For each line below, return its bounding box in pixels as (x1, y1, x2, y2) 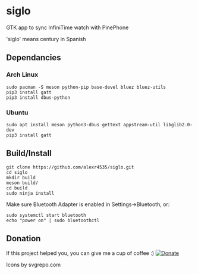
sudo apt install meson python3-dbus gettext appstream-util (6, 122, 161, 127)
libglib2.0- (163, 122, 193, 127)
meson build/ (6, 180, 39, 186)
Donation (6, 233, 41, 244)
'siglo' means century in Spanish (6, 35, 86, 42)
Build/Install (6, 148, 52, 158)
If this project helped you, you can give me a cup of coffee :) (6, 249, 155, 257)
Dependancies (6, 52, 61, 63)
